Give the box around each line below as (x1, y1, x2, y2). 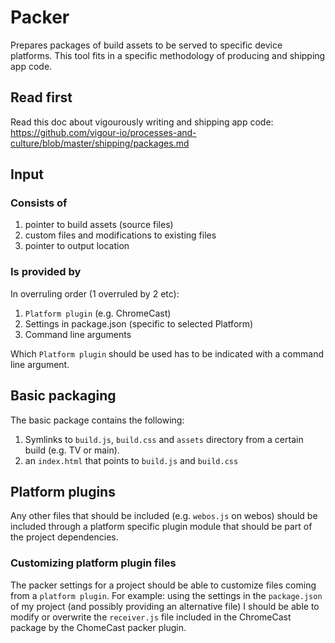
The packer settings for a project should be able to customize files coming (10, 579, 317, 591)
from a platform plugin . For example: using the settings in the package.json (10, 589, 323, 601)
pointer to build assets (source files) (24, 219, 174, 231)
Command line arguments (24, 328, 132, 340)
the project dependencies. (10, 531, 119, 543)
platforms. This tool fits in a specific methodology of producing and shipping (10, 49, 326, 61)
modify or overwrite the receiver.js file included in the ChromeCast (10, 611, 292, 623)
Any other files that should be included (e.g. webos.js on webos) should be (10, 510, 318, 522)
